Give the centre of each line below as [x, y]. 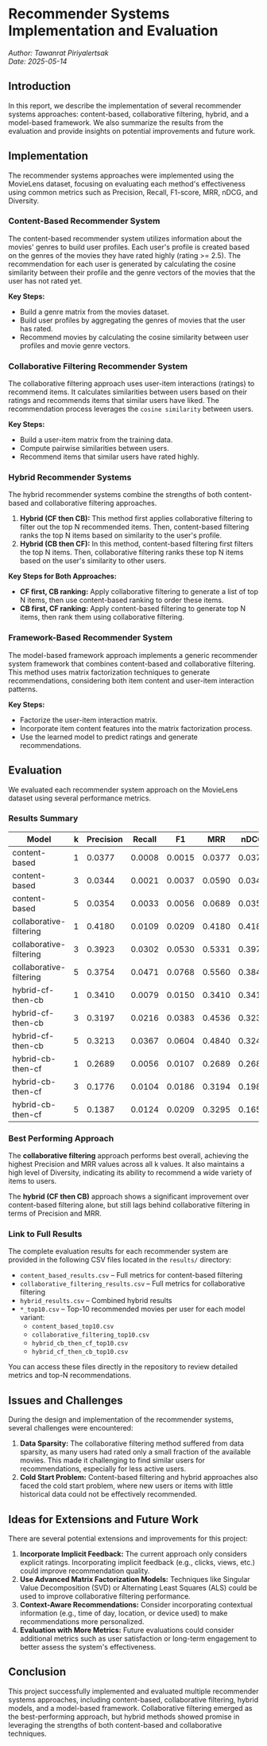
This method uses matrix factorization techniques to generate [109, 672]
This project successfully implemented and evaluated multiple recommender [133, 1691]
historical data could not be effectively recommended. [108, 1494]
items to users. [33, 1181]
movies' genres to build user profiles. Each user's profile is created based [129, 247]
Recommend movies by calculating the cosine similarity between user [134, 337]
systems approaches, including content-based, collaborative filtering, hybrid [133, 1699]
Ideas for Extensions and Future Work [103, 1519]
